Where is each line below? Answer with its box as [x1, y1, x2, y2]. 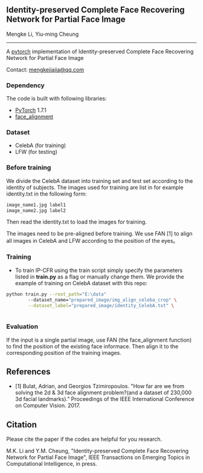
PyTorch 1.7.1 [14, 107, 47, 114]
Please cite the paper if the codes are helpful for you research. [6, 435, 163, 443]
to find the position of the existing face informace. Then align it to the [6, 342, 179, 350]
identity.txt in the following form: [6, 190, 87, 197]
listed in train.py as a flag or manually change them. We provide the [14, 273, 184, 280]
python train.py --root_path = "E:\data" [6, 291, 107, 297]
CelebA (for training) [14, 142, 66, 149]
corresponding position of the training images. [6, 349, 122, 356]
